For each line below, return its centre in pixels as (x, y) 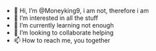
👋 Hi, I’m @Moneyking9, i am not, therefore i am (81, 11)
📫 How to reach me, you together (62, 40)
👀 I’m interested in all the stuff (56, 18)
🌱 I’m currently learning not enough (64, 25)
